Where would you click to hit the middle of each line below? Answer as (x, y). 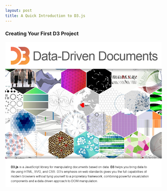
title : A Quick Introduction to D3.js (45, 16)
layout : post (19, 10)
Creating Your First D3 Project (42, 34)
